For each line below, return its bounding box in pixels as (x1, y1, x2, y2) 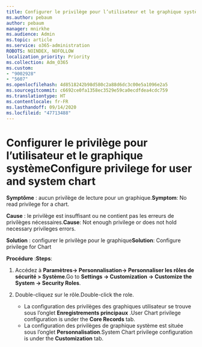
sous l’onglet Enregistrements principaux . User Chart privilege (23, 309, 182, 317)
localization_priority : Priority (6, 54, 90, 60)
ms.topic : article (6, 37, 52, 43)
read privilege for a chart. (6, 200, 69, 208)
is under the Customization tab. (23, 335, 104, 342)
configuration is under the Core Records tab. (23, 316, 135, 323)
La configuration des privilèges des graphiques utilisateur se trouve (23, 303, 191, 310)
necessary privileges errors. (6, 225, 76, 232)
